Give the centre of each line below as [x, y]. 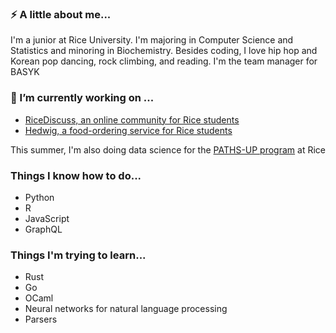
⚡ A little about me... [61, 14]
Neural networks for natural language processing [126, 309]
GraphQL [43, 229]
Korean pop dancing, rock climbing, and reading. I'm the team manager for [164, 61]
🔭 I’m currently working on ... [82, 98]
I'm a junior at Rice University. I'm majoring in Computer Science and [152, 40]
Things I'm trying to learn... [78, 255]
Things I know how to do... [76, 175]
